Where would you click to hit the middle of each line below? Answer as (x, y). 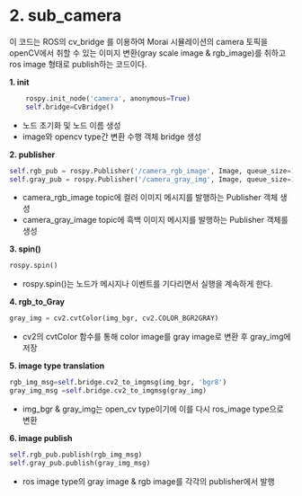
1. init (19, 82)
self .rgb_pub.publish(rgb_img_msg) (76, 455)
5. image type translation (57, 366)
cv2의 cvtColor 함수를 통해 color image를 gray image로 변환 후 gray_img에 (156, 337)
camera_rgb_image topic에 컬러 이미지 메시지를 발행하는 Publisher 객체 (150, 198)
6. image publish (41, 438)
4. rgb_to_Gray (37, 302)
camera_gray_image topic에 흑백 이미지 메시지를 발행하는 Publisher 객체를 (155, 220)
